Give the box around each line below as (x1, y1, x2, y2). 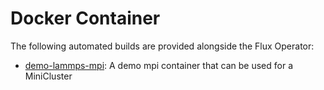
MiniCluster (24, 70, 73, 82)
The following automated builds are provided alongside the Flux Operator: (10, 40, 315, 52)
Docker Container (10, 7, 161, 30)
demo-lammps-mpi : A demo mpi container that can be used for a (24, 59, 294, 71)
